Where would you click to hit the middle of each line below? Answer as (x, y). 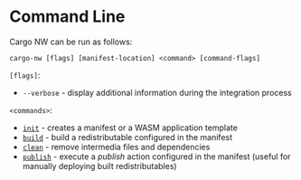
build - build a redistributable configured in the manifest (127, 137)
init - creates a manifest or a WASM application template (130, 128)
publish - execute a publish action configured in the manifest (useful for (156, 156)
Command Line (67, 17)
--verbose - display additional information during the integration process (157, 92)
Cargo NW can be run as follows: (71, 42)
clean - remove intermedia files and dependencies (116, 147)
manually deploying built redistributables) (100, 166)
